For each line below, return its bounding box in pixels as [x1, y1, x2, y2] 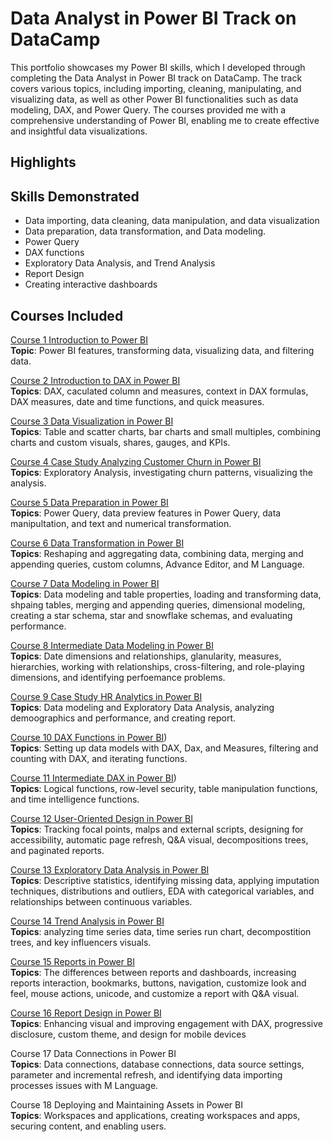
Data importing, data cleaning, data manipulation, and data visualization [24, 215, 320, 227]
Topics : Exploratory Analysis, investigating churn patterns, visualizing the [10, 466, 313, 478]
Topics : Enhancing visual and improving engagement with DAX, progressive [10, 1017, 324, 1029]
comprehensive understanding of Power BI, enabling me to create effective [10, 114, 320, 126]
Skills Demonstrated [10, 188, 140, 205]
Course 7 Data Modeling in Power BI [10, 577, 160, 589]
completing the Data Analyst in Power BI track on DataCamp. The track [10, 72, 303, 84]
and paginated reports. [10, 844, 105, 856]
